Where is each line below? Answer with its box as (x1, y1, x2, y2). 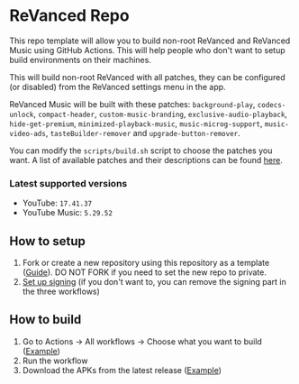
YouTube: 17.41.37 (22, 197, 93, 208)
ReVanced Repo (9, 5, 130, 26)
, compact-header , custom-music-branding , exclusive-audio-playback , (32, 108, 288, 119)
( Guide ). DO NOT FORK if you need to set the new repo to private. (22, 267, 267, 278)
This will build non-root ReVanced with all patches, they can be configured (9, 71, 285, 82)
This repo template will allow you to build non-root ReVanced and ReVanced (9, 35, 291, 46)
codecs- (257, 100, 286, 109)
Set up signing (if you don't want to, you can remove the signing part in (22, 277, 286, 288)
